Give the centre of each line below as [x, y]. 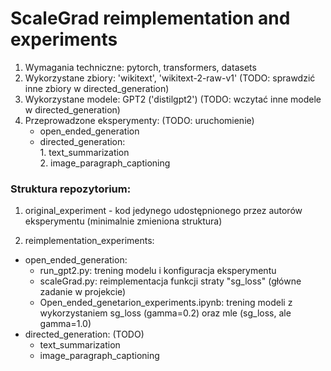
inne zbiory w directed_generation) [97, 88]
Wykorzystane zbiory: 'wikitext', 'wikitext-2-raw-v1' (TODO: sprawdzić [170, 78]
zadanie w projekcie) [83, 292]
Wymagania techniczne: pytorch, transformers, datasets [140, 67]
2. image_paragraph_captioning [105, 163]
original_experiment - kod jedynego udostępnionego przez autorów [163, 211]
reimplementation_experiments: [89, 241]
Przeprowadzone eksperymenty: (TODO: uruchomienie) [139, 120]
